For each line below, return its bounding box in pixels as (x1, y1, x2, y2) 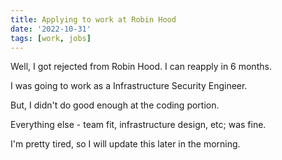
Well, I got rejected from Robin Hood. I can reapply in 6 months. (10, 61, 272, 73)
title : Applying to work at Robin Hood (10, 14, 177, 25)
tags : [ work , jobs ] (10, 33, 92, 43)
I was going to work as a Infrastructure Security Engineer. (10, 80, 248, 92)
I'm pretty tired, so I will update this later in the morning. (10, 138, 241, 150)
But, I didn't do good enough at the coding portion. (10, 99, 220, 111)
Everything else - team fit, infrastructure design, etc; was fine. (10, 119, 267, 131)
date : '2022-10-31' (10, 24, 92, 34)
